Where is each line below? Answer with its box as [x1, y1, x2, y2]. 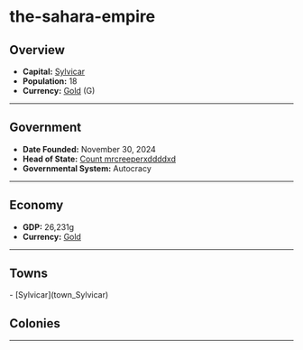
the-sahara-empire [9, 6, 156, 27]
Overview [9, 42, 66, 58]
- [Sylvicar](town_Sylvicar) [9, 290, 109, 300]
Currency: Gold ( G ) [22, 86, 96, 96]
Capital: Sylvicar [22, 66, 86, 77]
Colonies [9, 316, 61, 331]
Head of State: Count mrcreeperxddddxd [22, 153, 177, 164]
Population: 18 [22, 76, 78, 87]
